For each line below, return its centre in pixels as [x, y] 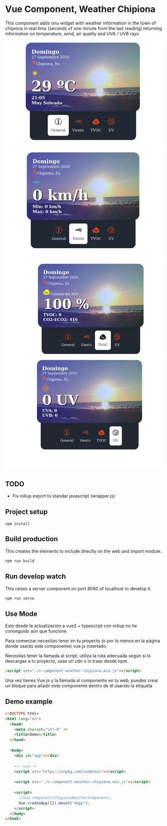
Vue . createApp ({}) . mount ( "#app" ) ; [54, 803]
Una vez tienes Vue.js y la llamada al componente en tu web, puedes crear [82, 681]
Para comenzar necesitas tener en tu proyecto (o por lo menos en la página [83, 641]
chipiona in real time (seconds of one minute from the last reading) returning [83, 28]
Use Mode [21, 614]
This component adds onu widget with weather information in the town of [81, 23]
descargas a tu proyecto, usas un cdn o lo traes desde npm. [67, 661]
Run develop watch [36, 577]
